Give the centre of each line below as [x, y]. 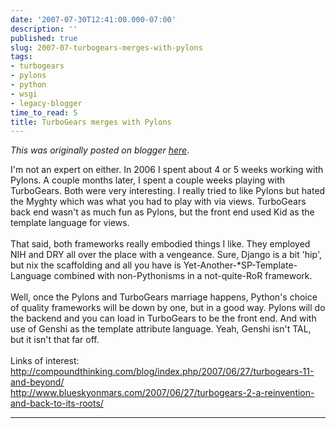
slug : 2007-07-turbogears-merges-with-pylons [106, 47]
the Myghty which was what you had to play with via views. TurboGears [158, 202]
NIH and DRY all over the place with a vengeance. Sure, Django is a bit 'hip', [166, 255]
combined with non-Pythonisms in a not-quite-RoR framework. [183, 276]
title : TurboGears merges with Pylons [91, 122]
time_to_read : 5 [44, 112]
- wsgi [24, 94]
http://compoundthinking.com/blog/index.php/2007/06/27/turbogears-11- [162, 372]
